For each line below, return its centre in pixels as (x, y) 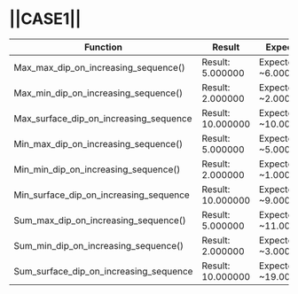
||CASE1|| (45, 19)
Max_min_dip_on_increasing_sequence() (98, 93)
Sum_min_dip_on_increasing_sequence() (99, 245)
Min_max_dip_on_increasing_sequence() (98, 143)
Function (103, 47)
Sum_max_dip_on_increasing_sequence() (100, 220)
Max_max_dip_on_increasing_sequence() (100, 67)
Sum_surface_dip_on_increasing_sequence (103, 271)
